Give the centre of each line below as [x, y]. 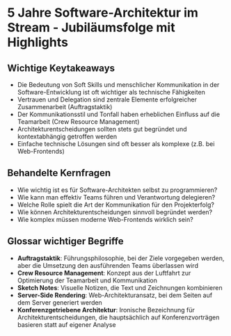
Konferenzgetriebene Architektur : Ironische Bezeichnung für [106, 310]
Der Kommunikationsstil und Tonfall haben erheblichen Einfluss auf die [119, 114]
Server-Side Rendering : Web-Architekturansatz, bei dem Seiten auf [115, 295]
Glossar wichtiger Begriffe [65, 241]
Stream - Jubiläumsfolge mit [91, 27]
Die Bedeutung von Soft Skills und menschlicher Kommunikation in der [118, 85]
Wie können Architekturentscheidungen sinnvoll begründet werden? [115, 212]
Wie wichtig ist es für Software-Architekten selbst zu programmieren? [117, 190]
